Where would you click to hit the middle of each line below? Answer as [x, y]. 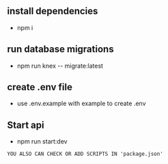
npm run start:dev [42, 141]
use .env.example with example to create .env [81, 104]
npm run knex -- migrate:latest [60, 66]
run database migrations [60, 50]
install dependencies [53, 11]
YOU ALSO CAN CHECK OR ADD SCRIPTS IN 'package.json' [85, 154]
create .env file [40, 87]
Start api [26, 125]
